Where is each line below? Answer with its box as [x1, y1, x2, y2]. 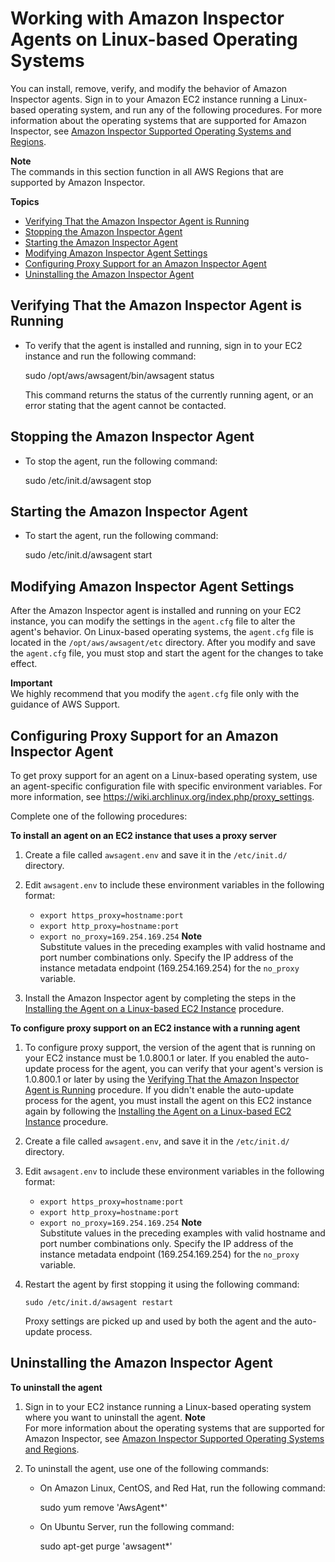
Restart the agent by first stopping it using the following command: [24, 1278, 300, 1290]
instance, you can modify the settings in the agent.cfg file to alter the [10, 615, 296, 627]
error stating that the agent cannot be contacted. [24, 399, 227, 411]
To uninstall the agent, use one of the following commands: [24, 1462, 270, 1474]
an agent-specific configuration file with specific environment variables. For [10, 780, 323, 792]
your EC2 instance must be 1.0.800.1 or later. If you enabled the [24, 1052, 285, 1064]
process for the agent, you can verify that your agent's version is [56, 1063, 324, 1074]
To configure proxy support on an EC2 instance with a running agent [10, 1022, 301, 1034]
